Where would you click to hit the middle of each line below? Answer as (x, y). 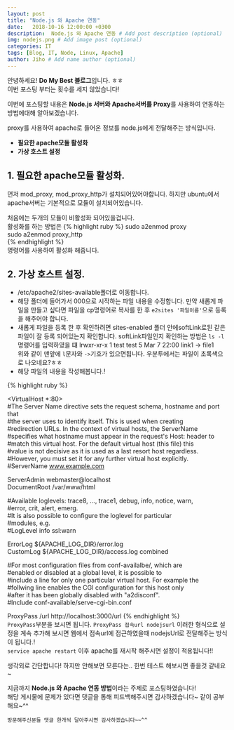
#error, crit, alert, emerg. (43, 508)
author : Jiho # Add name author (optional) (72, 60)
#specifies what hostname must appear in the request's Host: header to (111, 437)
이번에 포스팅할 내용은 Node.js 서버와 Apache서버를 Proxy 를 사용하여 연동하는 (116, 104)
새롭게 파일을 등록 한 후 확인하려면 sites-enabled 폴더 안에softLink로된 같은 (122, 328)
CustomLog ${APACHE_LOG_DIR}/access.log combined (88, 552)
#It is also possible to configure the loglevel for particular (90, 516)
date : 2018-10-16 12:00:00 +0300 (59, 27)
